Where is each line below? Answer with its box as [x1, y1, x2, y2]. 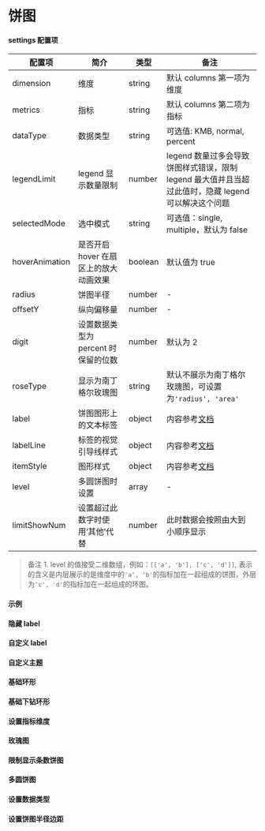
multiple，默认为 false [166, 224, 248, 235]
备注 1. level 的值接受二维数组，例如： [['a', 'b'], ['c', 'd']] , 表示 [27, 560, 253, 569]
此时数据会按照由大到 [166, 515, 246, 526]
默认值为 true [166, 257, 215, 268]
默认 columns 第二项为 [166, 99, 250, 110]
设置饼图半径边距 [8, 814, 64, 823]
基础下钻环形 [8, 696, 50, 706]
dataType [12, 130, 47, 141]
